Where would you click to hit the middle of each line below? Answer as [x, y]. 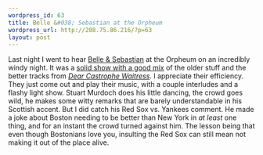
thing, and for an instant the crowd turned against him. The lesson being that [132, 126]
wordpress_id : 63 [36, 15]
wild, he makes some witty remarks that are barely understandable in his [125, 101]
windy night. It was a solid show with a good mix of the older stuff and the [127, 68]
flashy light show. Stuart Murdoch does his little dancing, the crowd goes [126, 93]
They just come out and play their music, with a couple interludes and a [123, 85]
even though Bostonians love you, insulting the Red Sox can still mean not [127, 135]
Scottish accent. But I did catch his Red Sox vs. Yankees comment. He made [131, 110]
